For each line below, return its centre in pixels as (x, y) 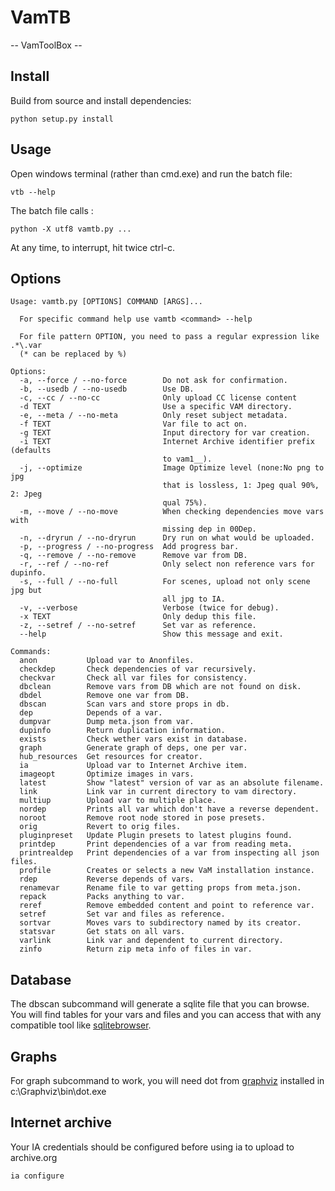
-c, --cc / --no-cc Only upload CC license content (158, 398)
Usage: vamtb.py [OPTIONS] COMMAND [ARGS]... (106, 302)
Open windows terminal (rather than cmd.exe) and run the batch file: (151, 173)
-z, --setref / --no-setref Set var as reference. (138, 626)
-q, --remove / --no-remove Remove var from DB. (133, 556)
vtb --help (33, 192)
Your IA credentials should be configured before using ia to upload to (152, 1147)
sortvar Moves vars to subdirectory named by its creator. (160, 923)
